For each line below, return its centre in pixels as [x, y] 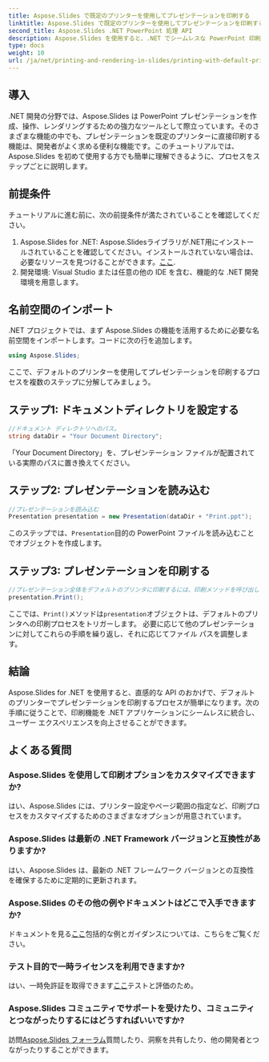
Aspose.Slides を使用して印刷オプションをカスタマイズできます [132, 775]
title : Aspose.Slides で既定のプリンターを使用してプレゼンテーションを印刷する [129, 16]
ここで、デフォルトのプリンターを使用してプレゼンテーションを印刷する [127, 372]
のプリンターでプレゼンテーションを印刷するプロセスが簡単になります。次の [134, 702]
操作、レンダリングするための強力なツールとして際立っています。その [137, 126]
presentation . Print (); [46, 597]
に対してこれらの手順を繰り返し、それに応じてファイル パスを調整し [128, 633]
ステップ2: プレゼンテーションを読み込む [109, 490]
